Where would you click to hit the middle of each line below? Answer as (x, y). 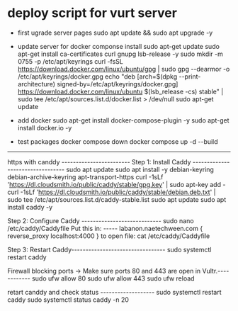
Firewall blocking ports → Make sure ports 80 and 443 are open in (104, 271)
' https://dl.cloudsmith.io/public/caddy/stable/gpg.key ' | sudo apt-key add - (117, 184)
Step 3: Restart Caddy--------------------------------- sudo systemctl (109, 249)
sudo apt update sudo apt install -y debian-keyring (140, 169)
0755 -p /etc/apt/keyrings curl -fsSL (70, 61)
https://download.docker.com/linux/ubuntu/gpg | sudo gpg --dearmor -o (124, 69)
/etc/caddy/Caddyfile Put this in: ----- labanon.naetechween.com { (105, 228)
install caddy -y (30, 207)
